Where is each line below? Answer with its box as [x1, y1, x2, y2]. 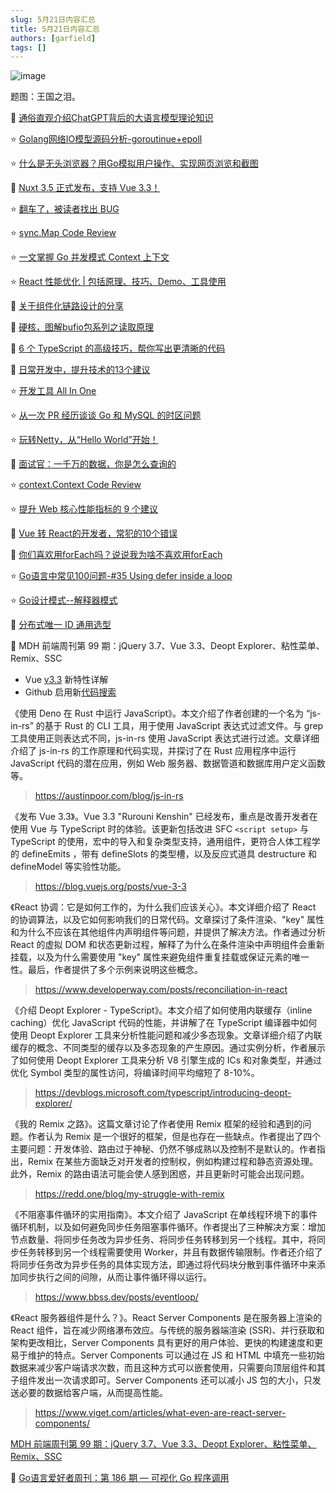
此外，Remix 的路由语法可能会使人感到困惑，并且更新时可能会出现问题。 [10, 1168, 310, 1180]
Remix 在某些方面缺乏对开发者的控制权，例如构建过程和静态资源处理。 [27, 1156, 319, 1168]
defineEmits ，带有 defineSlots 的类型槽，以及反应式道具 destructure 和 [21, 848, 317, 860]
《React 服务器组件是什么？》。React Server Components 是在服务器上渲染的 [10, 1312, 323, 1324]
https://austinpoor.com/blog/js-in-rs [34, 790, 184, 802]
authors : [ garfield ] [10, 33, 97, 43]
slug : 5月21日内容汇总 [10, 14, 96, 25]
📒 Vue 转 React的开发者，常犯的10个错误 [10, 527, 178, 540]
